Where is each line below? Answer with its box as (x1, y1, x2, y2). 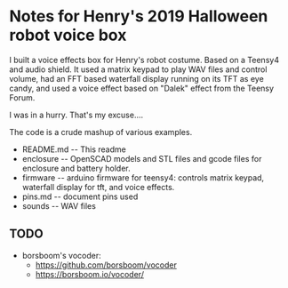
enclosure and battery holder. (21, 163, 131, 173)
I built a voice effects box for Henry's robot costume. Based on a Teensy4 (9, 54, 280, 65)
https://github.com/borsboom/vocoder (35, 260, 178, 270)
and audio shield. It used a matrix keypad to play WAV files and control (9, 64, 268, 75)
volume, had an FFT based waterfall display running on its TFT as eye (9, 73, 264, 84)
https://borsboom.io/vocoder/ (35, 268, 145, 279)
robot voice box (9, 25, 127, 45)
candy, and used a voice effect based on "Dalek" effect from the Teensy (9, 83, 274, 93)
